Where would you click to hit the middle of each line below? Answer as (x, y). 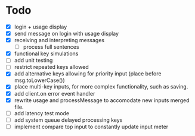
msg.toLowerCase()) (39, 80)
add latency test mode (42, 113)
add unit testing (33, 61)
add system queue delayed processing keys (68, 120)
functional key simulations (46, 53)
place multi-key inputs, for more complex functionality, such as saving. (101, 87)
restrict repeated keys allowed (51, 67)
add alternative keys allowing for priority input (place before (88, 74)
